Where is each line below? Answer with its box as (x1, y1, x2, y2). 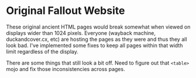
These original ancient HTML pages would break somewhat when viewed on (6, 23, 191, 30)
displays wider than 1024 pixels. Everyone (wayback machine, (6, 29, 156, 36)
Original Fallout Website (6, 4, 125, 17)
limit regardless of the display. (6, 48, 79, 55)
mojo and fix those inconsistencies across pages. (6, 65, 125, 72)
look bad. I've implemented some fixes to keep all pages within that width (6, 42, 183, 49)
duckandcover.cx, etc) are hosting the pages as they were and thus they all (6, 36, 187, 42)
